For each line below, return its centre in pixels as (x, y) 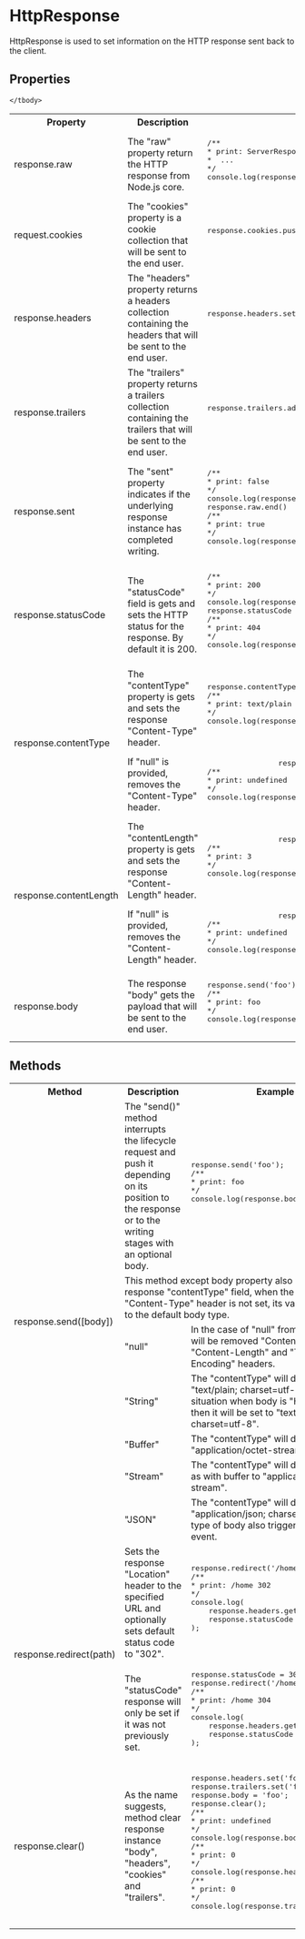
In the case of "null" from (244, 1329)
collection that (158, 240)
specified (144, 1597)
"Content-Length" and (239, 1352)
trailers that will (160, 429)
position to (147, 1197)
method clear (152, 1818)
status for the (156, 626)
